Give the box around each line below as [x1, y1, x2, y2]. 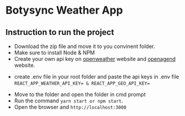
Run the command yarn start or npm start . [14, 97, 123, 104]
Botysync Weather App [5, 4, 123, 17]
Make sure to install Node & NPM [14, 49, 95, 56]
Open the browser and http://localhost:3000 [14, 104, 127, 110]
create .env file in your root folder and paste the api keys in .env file [14, 73, 179, 80]
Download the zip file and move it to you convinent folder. [14, 43, 155, 50]
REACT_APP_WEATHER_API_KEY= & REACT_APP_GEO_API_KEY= [14, 80, 150, 86]
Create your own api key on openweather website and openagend [14, 56, 176, 62]
